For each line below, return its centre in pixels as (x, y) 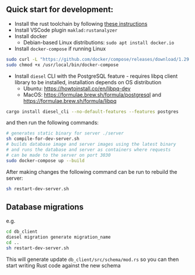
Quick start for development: (60, 10)
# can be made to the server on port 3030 (58, 155)
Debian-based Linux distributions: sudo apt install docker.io (99, 42)
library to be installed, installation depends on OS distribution (88, 82)
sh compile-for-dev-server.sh (43, 139)
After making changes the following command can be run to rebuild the (92, 171)
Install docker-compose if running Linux (60, 49)
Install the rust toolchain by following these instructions (81, 23)
